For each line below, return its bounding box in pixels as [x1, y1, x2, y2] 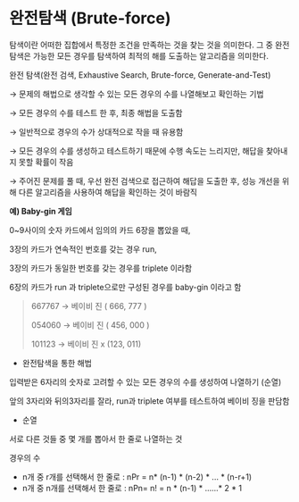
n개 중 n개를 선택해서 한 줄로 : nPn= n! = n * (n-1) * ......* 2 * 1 [21, 482, 243, 493]
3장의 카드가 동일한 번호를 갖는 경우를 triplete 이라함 [9, 263, 193, 273]
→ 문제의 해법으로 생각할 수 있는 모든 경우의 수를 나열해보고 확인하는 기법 [9, 88, 264, 99]
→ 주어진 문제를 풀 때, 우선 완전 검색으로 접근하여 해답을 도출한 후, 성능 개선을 [9, 175, 280, 186]
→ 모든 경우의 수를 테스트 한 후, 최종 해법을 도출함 [9, 107, 183, 118]
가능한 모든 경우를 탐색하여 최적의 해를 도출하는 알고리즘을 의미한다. [32, 50, 270, 61]
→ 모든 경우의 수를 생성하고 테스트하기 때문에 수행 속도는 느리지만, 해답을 [9, 145, 265, 156]
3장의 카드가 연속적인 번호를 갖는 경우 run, [9, 243, 158, 255]
